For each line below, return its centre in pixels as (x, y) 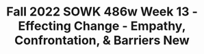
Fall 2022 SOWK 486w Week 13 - (102, 12)
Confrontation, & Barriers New (102, 40)
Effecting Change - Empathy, (102, 26)
